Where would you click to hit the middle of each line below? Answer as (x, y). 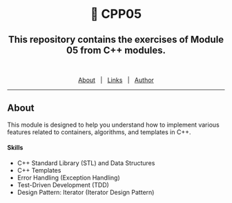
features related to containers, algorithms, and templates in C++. (99, 132)
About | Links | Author (116, 80)
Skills (15, 148)
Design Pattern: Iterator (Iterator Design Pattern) (86, 193)
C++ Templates (39, 171)
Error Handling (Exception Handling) (69, 178)
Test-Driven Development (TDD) (63, 185)
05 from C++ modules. (116, 50)
